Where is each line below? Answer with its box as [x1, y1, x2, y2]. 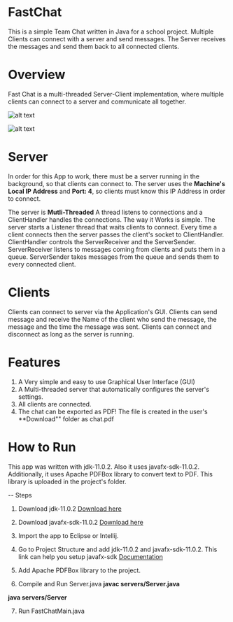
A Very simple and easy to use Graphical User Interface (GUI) [17, 377, 195, 386]
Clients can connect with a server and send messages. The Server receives [8, 34, 226, 43]
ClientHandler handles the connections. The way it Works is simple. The [8, 215, 216, 224]
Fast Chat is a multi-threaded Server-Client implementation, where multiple [8, 90, 225, 98]
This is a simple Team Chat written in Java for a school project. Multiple [8, 27, 214, 36]
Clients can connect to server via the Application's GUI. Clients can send [8, 307, 218, 316]
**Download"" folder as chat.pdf [17, 414, 114, 423]
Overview [8, 67, 66, 83]
